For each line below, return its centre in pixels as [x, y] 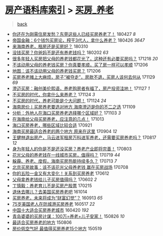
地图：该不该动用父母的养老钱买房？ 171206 [56, 71]
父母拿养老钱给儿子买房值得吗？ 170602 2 [54, 179]
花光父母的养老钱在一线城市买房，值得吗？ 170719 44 [66, 155]
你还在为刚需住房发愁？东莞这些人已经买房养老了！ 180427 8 [74, 34]
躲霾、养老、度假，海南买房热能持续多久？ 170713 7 [64, 161]
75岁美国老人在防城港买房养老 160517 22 [53, 204]
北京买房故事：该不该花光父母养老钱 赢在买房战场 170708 [70, 167]
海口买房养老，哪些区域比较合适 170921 [52, 125]
